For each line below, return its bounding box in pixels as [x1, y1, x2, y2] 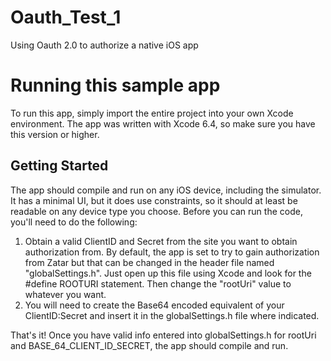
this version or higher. [10, 128, 100, 140]
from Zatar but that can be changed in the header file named [24, 256, 275, 268]
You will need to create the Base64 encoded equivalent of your [24, 299, 285, 311]
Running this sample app [10, 74, 221, 97]
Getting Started [10, 157, 109, 175]
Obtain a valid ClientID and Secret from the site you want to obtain [24, 235, 298, 247]
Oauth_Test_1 [10, 6, 122, 29]
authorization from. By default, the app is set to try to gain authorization [24, 246, 320, 258]
